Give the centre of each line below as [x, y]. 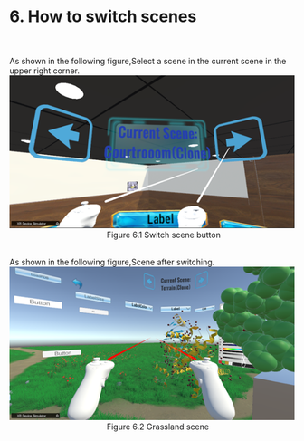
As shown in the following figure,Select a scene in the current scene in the [148, 61]
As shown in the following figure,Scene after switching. [112, 262]
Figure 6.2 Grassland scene [158, 427]
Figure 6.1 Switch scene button [164, 235]
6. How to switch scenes [103, 17]
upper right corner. [44, 71]
